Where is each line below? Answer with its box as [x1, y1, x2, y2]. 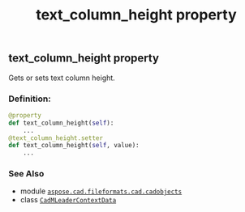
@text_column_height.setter [8, 134, 104, 142]
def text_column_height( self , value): [8, 142, 140, 150]
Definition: [8, 93, 51, 104]
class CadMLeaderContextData [19, 195, 117, 205]
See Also [8, 168, 45, 180]
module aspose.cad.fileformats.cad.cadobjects [19, 186, 183, 196]
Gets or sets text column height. [8, 73, 115, 83]
